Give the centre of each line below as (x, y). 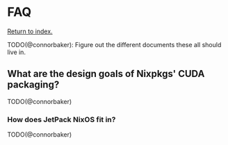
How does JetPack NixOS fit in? (62, 119)
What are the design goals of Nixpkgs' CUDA (106, 74)
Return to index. (30, 31)
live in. (17, 52)
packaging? (33, 85)
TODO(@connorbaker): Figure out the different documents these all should (114, 44)
